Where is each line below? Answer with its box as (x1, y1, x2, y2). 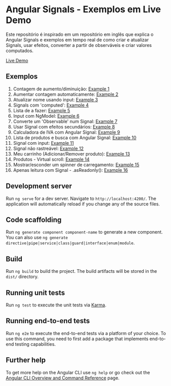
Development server (6, 182, 72, 191)
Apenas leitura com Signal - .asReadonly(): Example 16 (13, 167, 128, 173)
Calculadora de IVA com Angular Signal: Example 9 (13, 129, 120, 135)
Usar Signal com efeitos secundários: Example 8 (13, 123, 115, 130)
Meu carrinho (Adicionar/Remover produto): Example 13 (13, 150, 130, 157)
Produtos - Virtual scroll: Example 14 (13, 156, 90, 162)
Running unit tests (6, 288, 65, 297)
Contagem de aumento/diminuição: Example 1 (13, 86, 110, 92)
